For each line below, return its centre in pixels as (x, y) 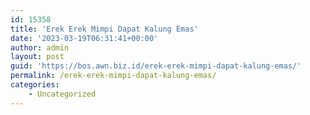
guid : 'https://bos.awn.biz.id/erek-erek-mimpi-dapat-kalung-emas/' (156, 66)
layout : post (37, 57)
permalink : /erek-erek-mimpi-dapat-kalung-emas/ (113, 76)
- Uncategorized (62, 94)
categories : (35, 85)
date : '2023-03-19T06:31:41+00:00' (84, 38)
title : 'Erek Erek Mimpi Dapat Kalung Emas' (104, 29)
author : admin (40, 47)
